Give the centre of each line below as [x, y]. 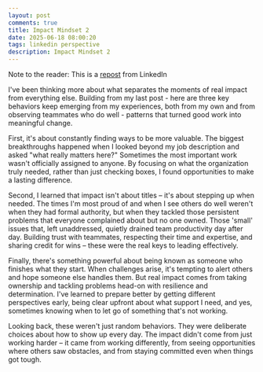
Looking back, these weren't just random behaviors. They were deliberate [128, 326]
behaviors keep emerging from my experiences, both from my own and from [131, 106]
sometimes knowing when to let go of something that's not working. [118, 311]
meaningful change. [40, 123]
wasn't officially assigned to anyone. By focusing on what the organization [128, 163]
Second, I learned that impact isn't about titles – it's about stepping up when [131, 195]
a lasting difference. [40, 180]
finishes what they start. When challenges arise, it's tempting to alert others [131, 269]
